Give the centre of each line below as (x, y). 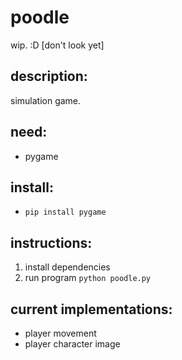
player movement (60, 333)
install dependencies (67, 267)
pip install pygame (65, 212)
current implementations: (91, 309)
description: (49, 76)
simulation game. (46, 100)
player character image (72, 344)
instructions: (51, 242)
